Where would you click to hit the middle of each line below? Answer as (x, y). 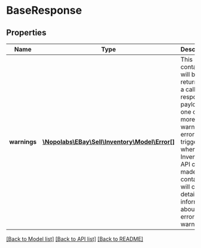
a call (188, 89)
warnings (23, 142)
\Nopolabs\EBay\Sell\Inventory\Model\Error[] (109, 142)
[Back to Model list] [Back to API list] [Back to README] (75, 239)
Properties (26, 33)
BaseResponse (44, 10)
